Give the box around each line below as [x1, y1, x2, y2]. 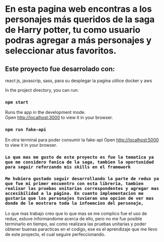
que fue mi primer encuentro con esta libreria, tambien [5, 181, 144, 187]
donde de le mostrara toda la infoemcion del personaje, [5, 200, 144, 206]
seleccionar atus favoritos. [5, 45, 117, 56]
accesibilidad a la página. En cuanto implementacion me [5, 190, 144, 196]
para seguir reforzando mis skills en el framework [5, 164, 131, 170]
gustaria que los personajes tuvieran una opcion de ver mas [5, 195, 154, 201]
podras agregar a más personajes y [5, 35, 152, 46]
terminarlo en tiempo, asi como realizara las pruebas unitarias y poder [5, 221, 146, 227]
